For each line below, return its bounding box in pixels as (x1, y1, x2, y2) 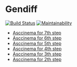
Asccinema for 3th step (12, 51, 62, 57)
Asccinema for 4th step (12, 45, 62, 51)
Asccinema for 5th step (12, 40, 62, 46)
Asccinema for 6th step (12, 35, 62, 41)
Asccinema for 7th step (12, 29, 62, 35)
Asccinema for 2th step (12, 56, 62, 62)
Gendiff (5, 3, 38, 15)
